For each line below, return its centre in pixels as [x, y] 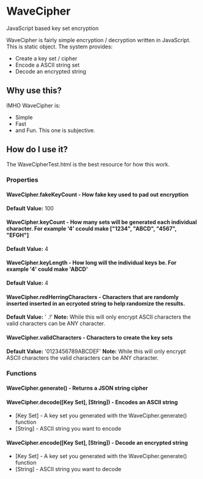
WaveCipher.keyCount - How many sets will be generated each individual [102, 222]
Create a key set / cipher [46, 58]
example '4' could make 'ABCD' [47, 269]
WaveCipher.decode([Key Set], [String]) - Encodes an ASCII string [92, 402]
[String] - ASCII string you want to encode [68, 429]
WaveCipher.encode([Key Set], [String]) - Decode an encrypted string [97, 442]
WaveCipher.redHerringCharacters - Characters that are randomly [93, 297]
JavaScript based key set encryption [53, 28]
